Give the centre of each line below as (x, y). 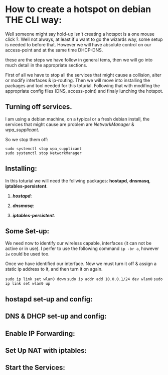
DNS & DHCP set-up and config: (56, 316)
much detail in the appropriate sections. (46, 65)
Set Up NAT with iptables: (46, 351)
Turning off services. (39, 107)
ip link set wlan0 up (28, 284)
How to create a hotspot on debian (78, 9)
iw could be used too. (28, 254)
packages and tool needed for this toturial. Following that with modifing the (83, 85)
